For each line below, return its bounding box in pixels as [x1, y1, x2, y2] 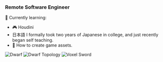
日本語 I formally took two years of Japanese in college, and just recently [12, 32, 159, 37]
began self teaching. [12, 37, 54, 43]
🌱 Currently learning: [5, 15, 47, 21]
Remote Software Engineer [5, 4, 70, 11]
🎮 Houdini [12, 25, 34, 30]
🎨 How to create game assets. [12, 42, 72, 48]
